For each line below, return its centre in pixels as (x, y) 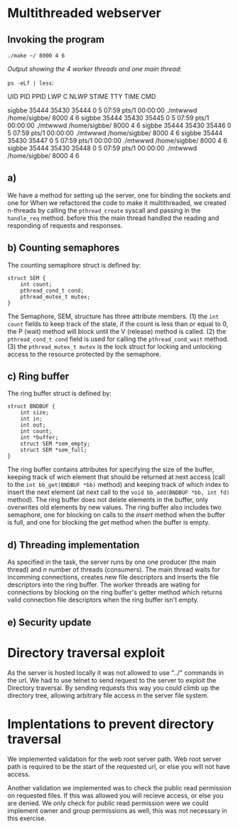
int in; (31, 419)
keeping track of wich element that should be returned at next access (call (116, 477)
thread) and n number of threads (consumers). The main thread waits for (114, 570)
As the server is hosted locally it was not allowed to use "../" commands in (115, 672)
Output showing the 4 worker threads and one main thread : (95, 69)
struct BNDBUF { (31, 407)
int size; (35, 413)
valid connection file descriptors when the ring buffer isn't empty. (103, 600)
